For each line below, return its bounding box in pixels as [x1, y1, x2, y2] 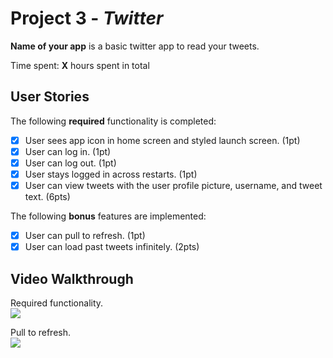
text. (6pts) [24, 191, 71, 203]
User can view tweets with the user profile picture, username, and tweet [24, 180, 323, 191]
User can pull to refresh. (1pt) [24, 230, 146, 242]
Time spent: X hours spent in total [10, 59, 150, 71]
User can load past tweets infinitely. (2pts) [24, 241, 200, 253]
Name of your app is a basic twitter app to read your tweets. [10, 40, 260, 52]
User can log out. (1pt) [24, 157, 117, 169]
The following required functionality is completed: [10, 115, 217, 127]
